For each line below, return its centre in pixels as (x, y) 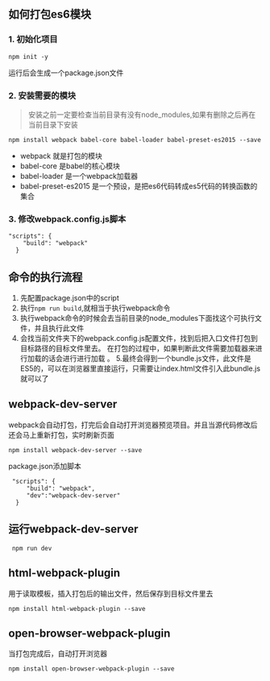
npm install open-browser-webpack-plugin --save (91, 669)
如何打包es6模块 (50, 15)
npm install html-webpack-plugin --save (77, 608)
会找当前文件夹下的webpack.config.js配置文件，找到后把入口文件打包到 (139, 338)
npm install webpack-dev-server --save (75, 450)
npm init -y (28, 56)
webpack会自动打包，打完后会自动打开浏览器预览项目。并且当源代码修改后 (133, 425)
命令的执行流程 (46, 277)
